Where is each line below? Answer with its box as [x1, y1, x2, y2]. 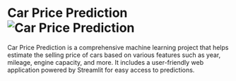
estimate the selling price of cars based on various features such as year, [7, 51, 221, 59]
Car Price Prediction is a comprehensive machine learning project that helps [7, 43, 229, 51]
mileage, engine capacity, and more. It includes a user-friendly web [7, 58, 204, 66]
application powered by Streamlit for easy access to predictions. [7, 66, 195, 74]
